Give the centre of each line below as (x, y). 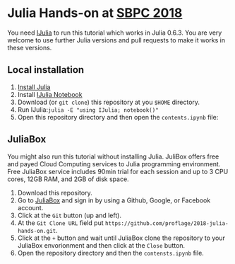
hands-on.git (37, 231)
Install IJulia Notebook (50, 94)
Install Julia (34, 87)
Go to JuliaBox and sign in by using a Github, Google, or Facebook (114, 200)
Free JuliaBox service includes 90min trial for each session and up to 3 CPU (118, 171)
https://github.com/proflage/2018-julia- (167, 223)
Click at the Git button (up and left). (70, 215)
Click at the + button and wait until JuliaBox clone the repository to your (121, 238)
